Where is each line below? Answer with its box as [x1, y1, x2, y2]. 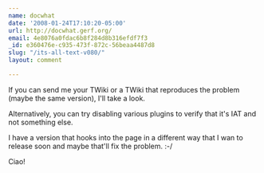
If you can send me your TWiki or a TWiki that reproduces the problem [8, 85, 240, 94]
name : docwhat [8, 11, 56, 20]
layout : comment [8, 57, 62, 65]
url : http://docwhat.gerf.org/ [8, 26, 112, 34]
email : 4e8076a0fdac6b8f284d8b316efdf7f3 [8, 33, 148, 42]
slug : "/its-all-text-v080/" [8, 49, 105, 57]
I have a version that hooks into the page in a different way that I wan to [8, 132, 243, 142]
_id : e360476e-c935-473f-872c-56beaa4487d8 [8, 41, 156, 49]
